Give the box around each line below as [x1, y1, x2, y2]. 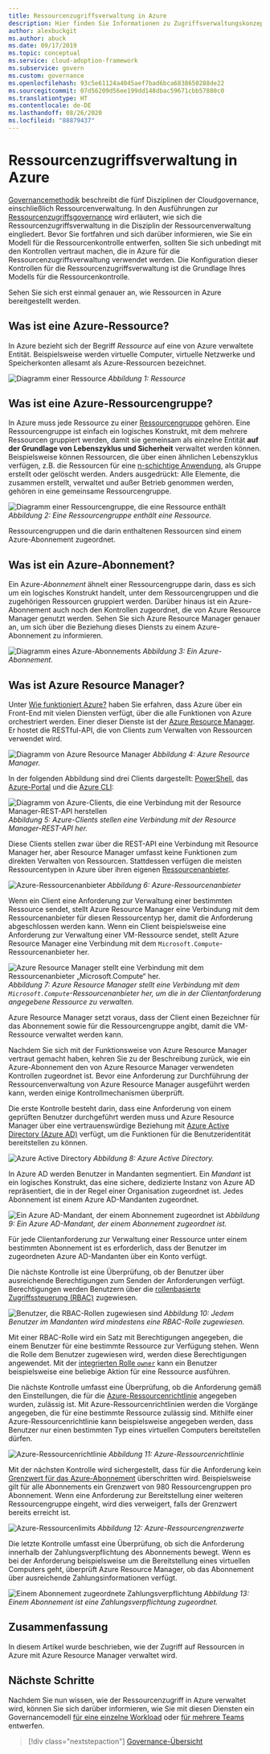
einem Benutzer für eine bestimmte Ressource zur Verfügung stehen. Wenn [8, 1341, 260, 1351]
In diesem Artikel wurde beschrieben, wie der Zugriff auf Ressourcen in [8, 1641, 245, 1651]
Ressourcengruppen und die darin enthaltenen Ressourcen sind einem [8, 526, 242, 536]
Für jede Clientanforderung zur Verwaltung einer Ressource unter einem [8, 1235, 247, 1244]
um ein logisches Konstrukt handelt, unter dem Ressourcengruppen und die [8, 588, 259, 598]
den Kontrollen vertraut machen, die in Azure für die [8, 246, 181, 256]
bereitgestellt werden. [8, 295, 81, 306]
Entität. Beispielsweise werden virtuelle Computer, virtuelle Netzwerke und [8, 349, 256, 359]
